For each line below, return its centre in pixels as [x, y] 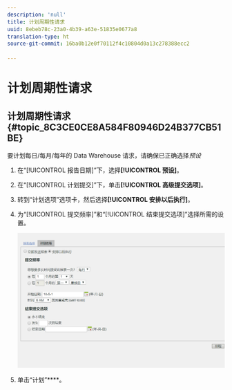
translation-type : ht [38, 37]
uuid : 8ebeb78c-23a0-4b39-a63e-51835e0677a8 [72, 29]
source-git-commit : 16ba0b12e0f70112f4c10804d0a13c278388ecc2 [98, 44]
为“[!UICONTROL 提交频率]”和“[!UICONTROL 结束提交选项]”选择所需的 [117, 214]
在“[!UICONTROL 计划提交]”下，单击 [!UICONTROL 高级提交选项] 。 [112, 185]
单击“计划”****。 [41, 380]
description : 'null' [37, 15]
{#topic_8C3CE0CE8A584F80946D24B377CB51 [114, 127]
